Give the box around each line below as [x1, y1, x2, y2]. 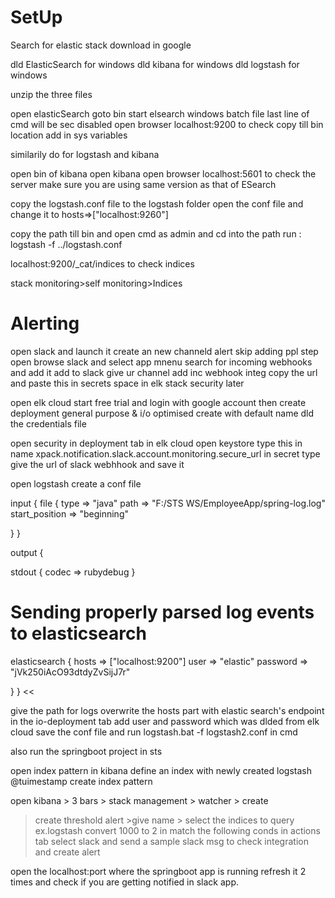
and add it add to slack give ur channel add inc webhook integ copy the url [10, 366, 318, 378]
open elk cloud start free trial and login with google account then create [10, 396, 307, 408]
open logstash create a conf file [10, 477, 142, 490]
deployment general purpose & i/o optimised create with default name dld [10, 407, 315, 419]
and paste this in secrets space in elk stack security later [10, 377, 245, 389]
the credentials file [10, 417, 87, 430]
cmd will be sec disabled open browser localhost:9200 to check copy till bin [10, 118, 324, 130]
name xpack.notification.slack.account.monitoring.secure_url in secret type [10, 447, 321, 460]
